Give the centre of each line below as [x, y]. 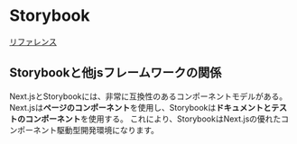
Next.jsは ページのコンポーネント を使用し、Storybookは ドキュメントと [140, 107]
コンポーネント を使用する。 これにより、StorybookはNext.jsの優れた [153, 119]
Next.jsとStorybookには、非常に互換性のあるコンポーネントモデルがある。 [148, 96]
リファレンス [33, 41]
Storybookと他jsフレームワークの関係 [116, 73]
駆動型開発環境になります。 [108, 130]
